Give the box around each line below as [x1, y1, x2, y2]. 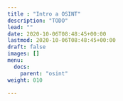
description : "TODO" [7, 17, 69, 24]
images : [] [7, 51, 40, 58]
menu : [7, 57, 23, 64]
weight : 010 [7, 76, 43, 84]
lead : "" [7, 23, 33, 31]
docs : [14, 63, 31, 70]
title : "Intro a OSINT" [7, 10, 81, 18]
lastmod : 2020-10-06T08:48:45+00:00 [7, 37, 116, 44]
